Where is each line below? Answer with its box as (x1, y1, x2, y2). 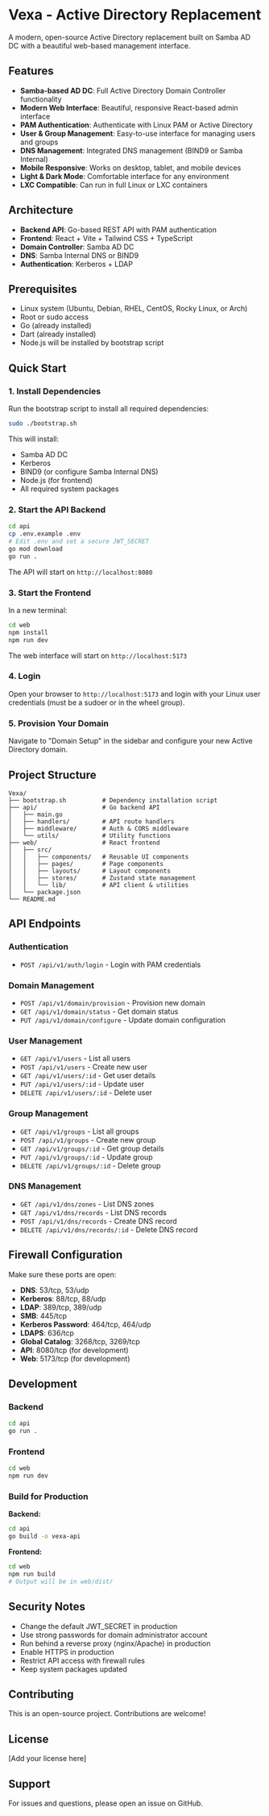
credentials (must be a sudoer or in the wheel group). (8, 698, 185, 707)
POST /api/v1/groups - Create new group (19, 1135, 156, 1144)
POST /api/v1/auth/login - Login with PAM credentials (19, 960, 201, 969)
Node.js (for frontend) (19, 475, 93, 485)
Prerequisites (8, 282, 77, 296)
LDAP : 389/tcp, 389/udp (19, 1302, 102, 1312)
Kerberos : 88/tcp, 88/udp (19, 1293, 106, 1303)
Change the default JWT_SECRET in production (19, 1621, 178, 1631)
